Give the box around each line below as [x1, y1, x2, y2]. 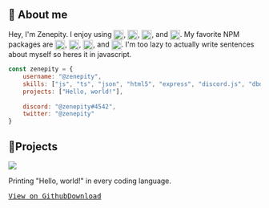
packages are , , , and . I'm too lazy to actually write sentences [8, 39, 255, 49]
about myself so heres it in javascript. [8, 50, 132, 59]
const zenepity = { [8, 65, 74, 73]
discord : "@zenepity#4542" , [22, 102, 116, 111]
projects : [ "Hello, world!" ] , [22, 88, 124, 96]
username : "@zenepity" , [22, 73, 102, 81]
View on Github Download [8, 191, 102, 201]
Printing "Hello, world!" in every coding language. [8, 176, 172, 186]
